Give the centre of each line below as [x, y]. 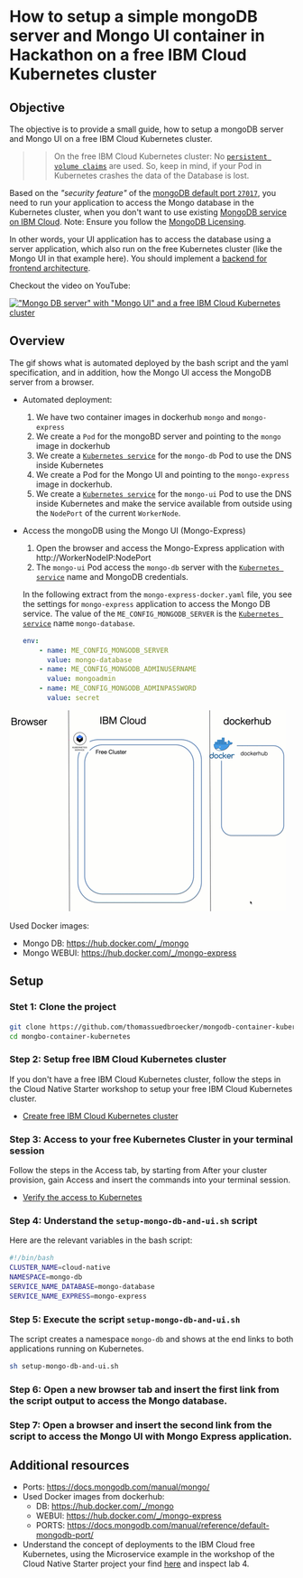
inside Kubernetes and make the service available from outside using [164, 503]
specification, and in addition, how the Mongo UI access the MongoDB [141, 372]
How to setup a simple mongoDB [134, 17]
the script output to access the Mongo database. [119, 1400]
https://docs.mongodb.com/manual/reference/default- [168, 1526]
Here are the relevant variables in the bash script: [101, 1240]
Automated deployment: [67, 399]
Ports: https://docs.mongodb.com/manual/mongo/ [116, 1487]
